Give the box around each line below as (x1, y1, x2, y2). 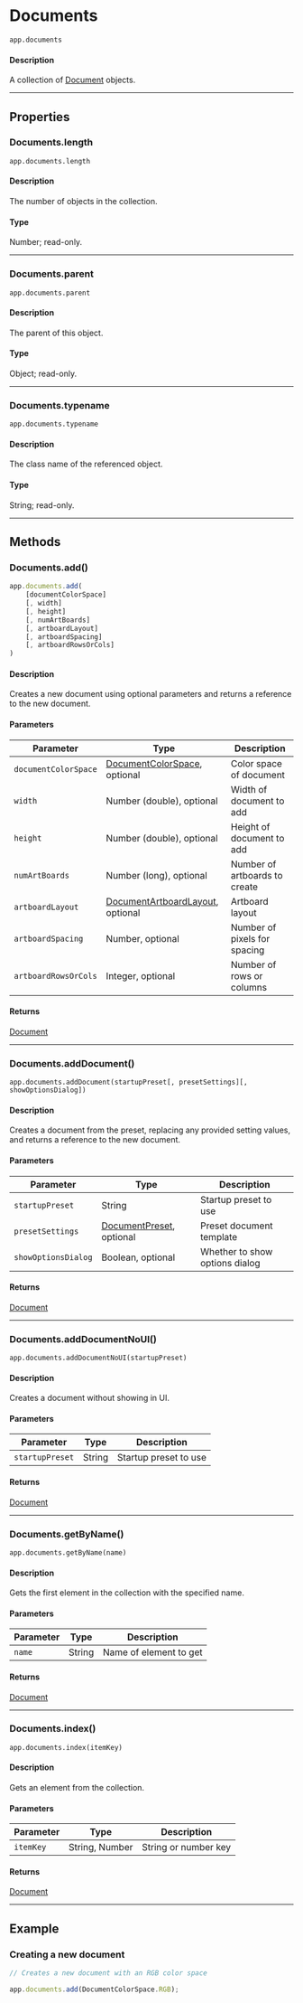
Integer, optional (106, 969, 176, 982)
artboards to (230, 869, 283, 881)
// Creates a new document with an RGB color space (9, 1969, 207, 1978)
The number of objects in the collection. (9, 196, 158, 207)
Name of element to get (102, 1646, 203, 1659)
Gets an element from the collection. (9, 1782, 145, 1793)
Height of (230, 820, 271, 832)
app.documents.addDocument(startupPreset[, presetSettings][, (9, 1077, 248, 1087)
